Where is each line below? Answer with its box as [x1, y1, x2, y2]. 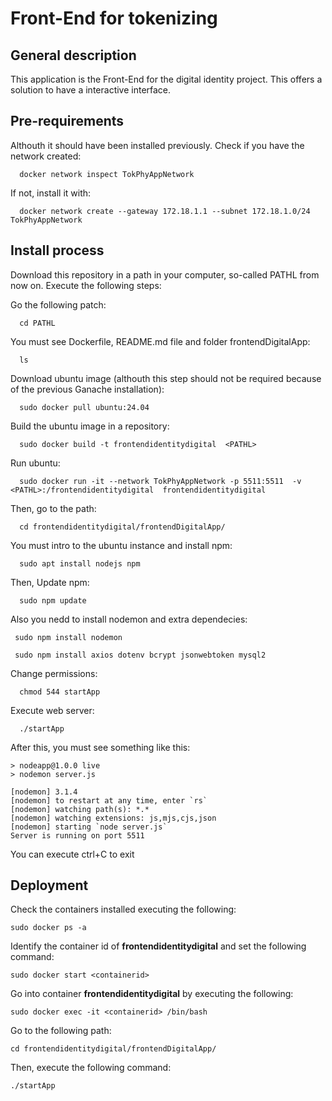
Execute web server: [10, 704, 95, 716]
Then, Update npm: [10, 576, 90, 588]
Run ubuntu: [10, 457, 61, 469]
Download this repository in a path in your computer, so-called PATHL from [10, 268, 320, 281]
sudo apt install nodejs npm [19, 558, 141, 569]
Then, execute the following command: [10, 1062, 172, 1074]
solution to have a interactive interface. [10, 84, 172, 96]
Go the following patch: [10, 298, 107, 311]
